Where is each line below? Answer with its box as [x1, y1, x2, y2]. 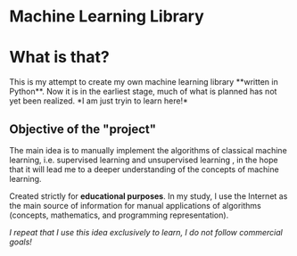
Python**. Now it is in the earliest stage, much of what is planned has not [9, 87, 277, 97]
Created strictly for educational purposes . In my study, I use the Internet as [9, 190, 288, 202]
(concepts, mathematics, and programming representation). [9, 210, 229, 220]
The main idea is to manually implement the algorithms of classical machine [9, 145, 287, 155]
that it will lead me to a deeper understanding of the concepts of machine [9, 163, 279, 175]
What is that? [9, 47, 110, 68]
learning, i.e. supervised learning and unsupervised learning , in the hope [9, 154, 278, 165]
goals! [9, 236, 33, 247]
